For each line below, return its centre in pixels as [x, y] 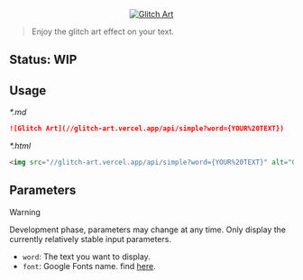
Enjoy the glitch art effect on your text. [102, 32]
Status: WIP [43, 60]
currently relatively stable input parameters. [90, 239]
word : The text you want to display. [86, 257]
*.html [20, 146]
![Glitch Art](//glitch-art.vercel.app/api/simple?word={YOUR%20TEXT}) [147, 129]
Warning [25, 212]
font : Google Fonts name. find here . [89, 266]
